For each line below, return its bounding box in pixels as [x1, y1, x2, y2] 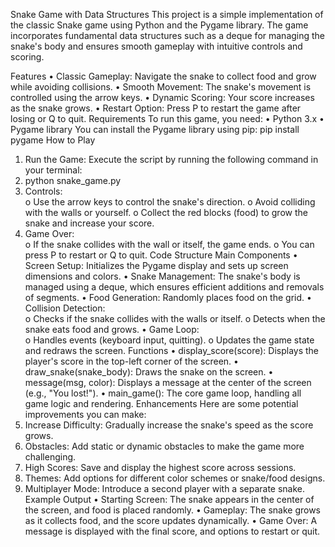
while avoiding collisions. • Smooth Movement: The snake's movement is [10, 81, 312, 93]
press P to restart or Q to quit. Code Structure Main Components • [24, 249, 298, 261]
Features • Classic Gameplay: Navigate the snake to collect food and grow [10, 70, 317, 82]
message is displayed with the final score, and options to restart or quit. [24, 525, 321, 537]
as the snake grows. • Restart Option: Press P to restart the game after [10, 102, 302, 114]
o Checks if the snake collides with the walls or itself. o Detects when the [24, 313, 326, 324]
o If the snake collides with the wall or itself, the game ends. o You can [24, 239, 315, 250]
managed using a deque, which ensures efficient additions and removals [24, 281, 325, 293]
